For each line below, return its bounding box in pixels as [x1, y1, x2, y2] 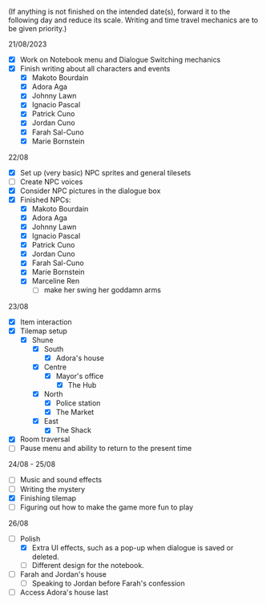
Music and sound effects [19, 475, 103, 485]
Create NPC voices [19, 176, 83, 187]
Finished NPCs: [19, 195, 71, 204]
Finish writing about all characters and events [19, 64, 171, 74]
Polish [19, 534, 41, 543]
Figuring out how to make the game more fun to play [19, 502, 194, 512]
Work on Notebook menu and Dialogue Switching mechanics [19, 55, 221, 64]
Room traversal [19, 434, 71, 444]
